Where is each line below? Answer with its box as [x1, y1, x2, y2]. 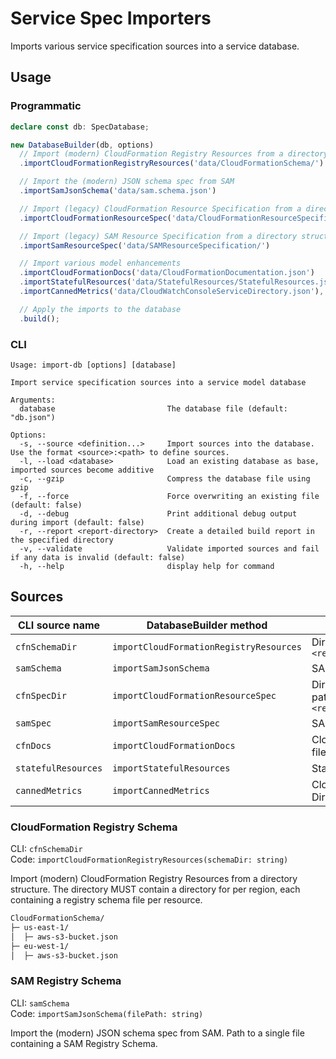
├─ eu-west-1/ [10, 941, 70, 951]
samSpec [15, 717, 52, 729]
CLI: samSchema [10, 997, 70, 1009]
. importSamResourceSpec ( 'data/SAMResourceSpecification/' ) [19, 240, 271, 251]
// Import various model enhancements [19, 258, 182, 269]
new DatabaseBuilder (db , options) [10, 140, 155, 150]
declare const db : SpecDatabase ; [10, 122, 150, 132]
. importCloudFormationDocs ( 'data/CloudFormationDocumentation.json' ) [19, 268, 315, 278]
